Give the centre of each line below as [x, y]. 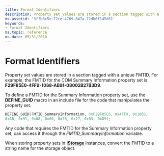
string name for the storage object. [40, 148]
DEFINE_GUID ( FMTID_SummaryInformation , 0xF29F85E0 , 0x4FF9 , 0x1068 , [77, 114]
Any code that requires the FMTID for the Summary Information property [79, 128]
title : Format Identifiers [33, 10]
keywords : [15, 23]
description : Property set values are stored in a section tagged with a [82, 14]
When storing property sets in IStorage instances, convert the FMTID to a [80, 143]
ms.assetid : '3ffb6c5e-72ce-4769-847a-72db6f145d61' [60, 19]
